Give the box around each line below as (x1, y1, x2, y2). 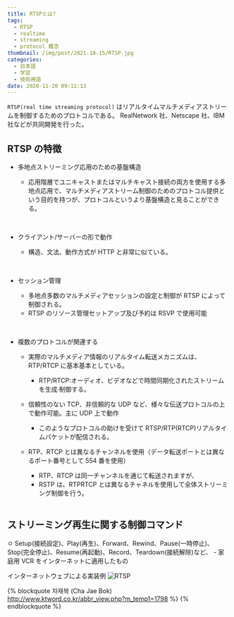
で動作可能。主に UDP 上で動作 (27, 409, 119, 418)
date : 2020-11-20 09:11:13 (7, 82, 87, 89)
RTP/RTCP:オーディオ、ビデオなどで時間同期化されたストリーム (38, 376, 224, 385)
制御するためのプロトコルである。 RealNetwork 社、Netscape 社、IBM (19, 111, 226, 120)
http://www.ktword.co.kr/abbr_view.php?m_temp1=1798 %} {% (7, 594, 189, 603)
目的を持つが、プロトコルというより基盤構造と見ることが (40, 195, 208, 204)
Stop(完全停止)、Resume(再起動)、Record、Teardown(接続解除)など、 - (7, 547, 217, 556)
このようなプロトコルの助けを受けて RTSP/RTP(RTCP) (38, 424, 197, 432)
